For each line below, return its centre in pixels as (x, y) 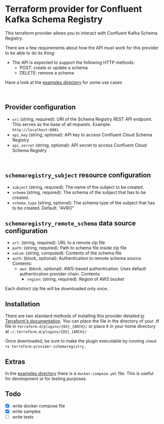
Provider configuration (40, 107)
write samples (26, 411)
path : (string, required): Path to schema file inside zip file (69, 248)
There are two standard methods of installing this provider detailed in (75, 316)
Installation (23, 304)
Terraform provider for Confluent (73, 9)
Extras (15, 362)
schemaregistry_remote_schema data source (70, 223)
